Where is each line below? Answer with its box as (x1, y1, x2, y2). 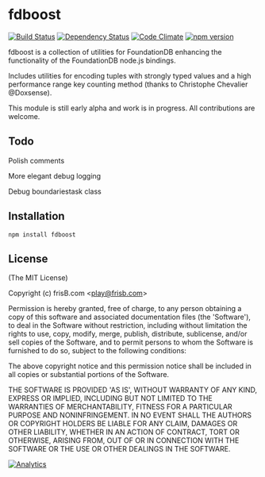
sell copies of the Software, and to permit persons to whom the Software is (8, 337, 254, 347)
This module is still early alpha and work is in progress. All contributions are (8, 103, 255, 113)
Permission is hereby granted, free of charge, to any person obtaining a (8, 304, 242, 314)
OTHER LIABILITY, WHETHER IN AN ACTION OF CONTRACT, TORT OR (8, 427, 240, 437)
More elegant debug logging (8, 171, 102, 180)
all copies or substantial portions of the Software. (8, 370, 169, 379)
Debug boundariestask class (8, 187, 102, 196)
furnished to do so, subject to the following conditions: (8, 346, 186, 356)
